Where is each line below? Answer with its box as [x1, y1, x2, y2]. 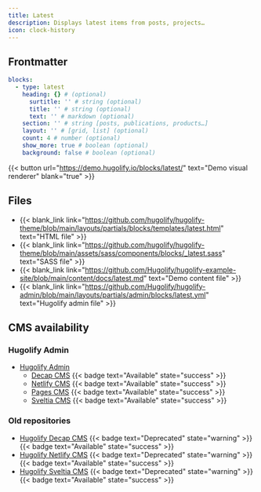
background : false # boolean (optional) [22, 148, 156, 157]
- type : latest [15, 83, 65, 91]
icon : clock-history [8, 26, 76, 34]
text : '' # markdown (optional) [28, 112, 135, 120]
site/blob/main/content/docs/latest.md [19, 273, 144, 282]
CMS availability [8, 321, 89, 334]
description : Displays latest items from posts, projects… [8, 19, 205, 27]
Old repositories [8, 415, 71, 426]
